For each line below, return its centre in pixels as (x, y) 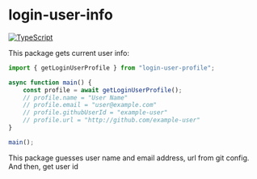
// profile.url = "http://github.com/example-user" (112, 120)
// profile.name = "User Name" (76, 98)
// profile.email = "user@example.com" (90, 105)
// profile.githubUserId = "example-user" (95, 113)
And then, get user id (43, 166)
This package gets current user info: (69, 53)
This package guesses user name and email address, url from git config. (129, 158)
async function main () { (50, 83)
